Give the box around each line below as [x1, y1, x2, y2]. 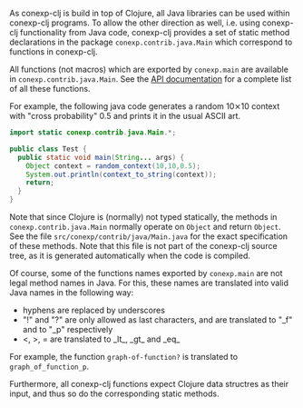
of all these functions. [9, 84, 91, 94]
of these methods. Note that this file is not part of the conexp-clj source [9, 241, 279, 251]
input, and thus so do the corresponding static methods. [9, 388, 220, 399]
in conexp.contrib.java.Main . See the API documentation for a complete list [9, 74, 292, 85]
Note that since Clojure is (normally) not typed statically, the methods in [9, 212, 278, 222]
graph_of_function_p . [9, 361, 90, 372]
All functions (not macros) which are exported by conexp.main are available [9, 64, 288, 75]
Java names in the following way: [9, 287, 134, 298]
